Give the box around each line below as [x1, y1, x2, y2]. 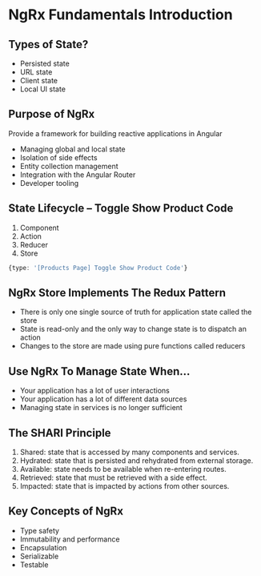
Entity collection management [19, 161, 118, 171]
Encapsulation [19, 542, 67, 552]
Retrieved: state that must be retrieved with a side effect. [19, 473, 208, 482]
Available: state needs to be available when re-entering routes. [19, 464, 227, 473]
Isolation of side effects [19, 152, 98, 162]
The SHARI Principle [8, 426, 111, 440]
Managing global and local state [19, 144, 126, 154]
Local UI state [19, 84, 66, 94]
